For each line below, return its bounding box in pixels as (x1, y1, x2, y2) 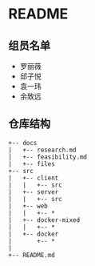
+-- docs (8, 139, 38, 147)
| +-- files (8, 159, 56, 168)
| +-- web (8, 202, 48, 210)
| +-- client (8, 174, 59, 182)
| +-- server (8, 187, 59, 196)
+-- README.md (8, 251, 56, 259)
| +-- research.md (8, 146, 77, 154)
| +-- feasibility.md (8, 153, 88, 161)
